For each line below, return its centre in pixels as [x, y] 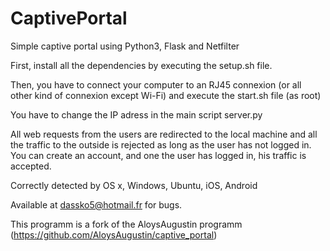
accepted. [31, 166]
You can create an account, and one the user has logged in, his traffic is [158, 155]
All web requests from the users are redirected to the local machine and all [164, 134]
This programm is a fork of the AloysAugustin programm [126, 224]
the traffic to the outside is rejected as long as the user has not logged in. [161, 144]
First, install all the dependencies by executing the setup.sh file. [141, 65]
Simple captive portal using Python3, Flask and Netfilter [125, 46]
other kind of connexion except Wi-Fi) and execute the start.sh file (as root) [166, 95]
